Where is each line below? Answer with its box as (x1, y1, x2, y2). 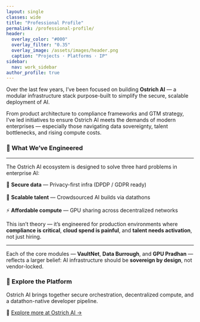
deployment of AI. (6, 99, 50, 106)
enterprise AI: (6, 169, 40, 176)
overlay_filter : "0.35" (11, 42, 70, 48)
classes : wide (6, 14, 42, 20)
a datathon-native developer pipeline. (6, 297, 98, 304)
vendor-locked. (6, 262, 44, 270)
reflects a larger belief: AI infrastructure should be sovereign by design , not (6, 257, 192, 264)
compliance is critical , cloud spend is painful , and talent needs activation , (6, 227, 192, 234)
